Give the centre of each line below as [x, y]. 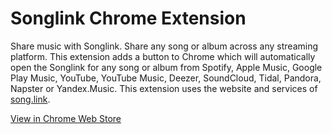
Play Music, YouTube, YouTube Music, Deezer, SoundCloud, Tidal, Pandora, [166, 78]
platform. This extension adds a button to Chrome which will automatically [163, 56]
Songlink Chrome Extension [128, 18]
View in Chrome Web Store [66, 118]
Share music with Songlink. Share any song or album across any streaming [164, 46]
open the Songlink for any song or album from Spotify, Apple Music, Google [166, 67]
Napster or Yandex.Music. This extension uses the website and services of [164, 88]
